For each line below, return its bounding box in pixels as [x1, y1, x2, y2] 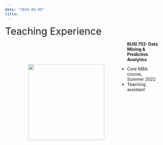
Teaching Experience [5, 25, 102, 37]
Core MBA [127, 66, 148, 72]
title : [5, 12, 18, 16]
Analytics [127, 56, 147, 62]
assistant [127, 86, 145, 92]
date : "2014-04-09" [5, 7, 45, 12]
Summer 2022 [127, 76, 156, 82]
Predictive [127, 51, 148, 57]
